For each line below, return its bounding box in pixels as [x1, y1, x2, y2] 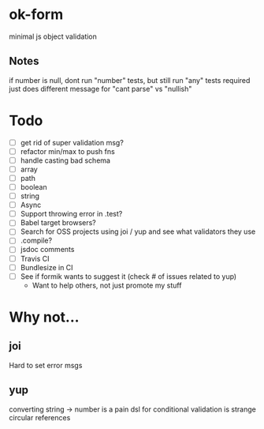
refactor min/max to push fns [20, 146, 115, 156]
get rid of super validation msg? [20, 137, 125, 147]
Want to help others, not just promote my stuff [32, 280, 182, 290]
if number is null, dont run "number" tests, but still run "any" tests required [9, 75, 251, 85]
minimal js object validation [9, 32, 98, 41]
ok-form [9, 6, 64, 24]
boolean [20, 183, 47, 191]
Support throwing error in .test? [20, 209, 123, 219]
